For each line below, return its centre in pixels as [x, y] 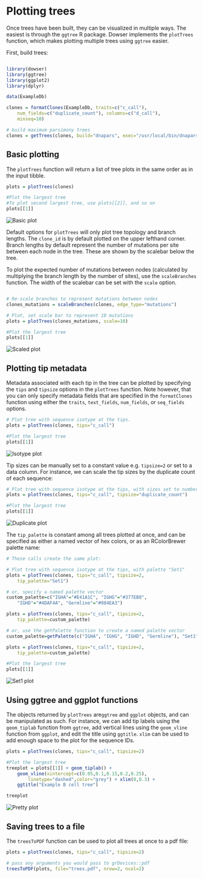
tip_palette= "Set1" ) [43, 581]
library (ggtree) [27, 75]
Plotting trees [41, 11]
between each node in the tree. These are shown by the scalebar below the [100, 251]
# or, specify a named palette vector [55, 592]
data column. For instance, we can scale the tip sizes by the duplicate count [101, 471]
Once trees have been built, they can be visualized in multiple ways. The [96, 28]
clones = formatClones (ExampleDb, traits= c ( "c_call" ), [77, 108]
